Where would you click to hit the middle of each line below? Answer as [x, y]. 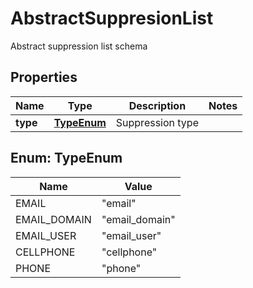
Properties [44, 77]
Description [157, 105]
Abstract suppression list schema [79, 46]
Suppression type [157, 122]
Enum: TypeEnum [66, 158]
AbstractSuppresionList [112, 18]
